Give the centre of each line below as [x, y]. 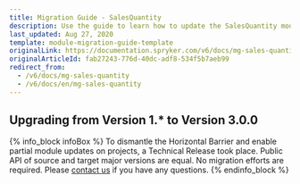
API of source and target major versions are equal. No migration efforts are [146, 161]
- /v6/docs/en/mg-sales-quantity [79, 84]
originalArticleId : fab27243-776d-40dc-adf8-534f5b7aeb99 [119, 59]
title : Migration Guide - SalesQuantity [86, 17]
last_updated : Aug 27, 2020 [62, 34]
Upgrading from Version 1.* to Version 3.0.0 [134, 120]
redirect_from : [37, 68]
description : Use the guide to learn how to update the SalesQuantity [143, 26]
